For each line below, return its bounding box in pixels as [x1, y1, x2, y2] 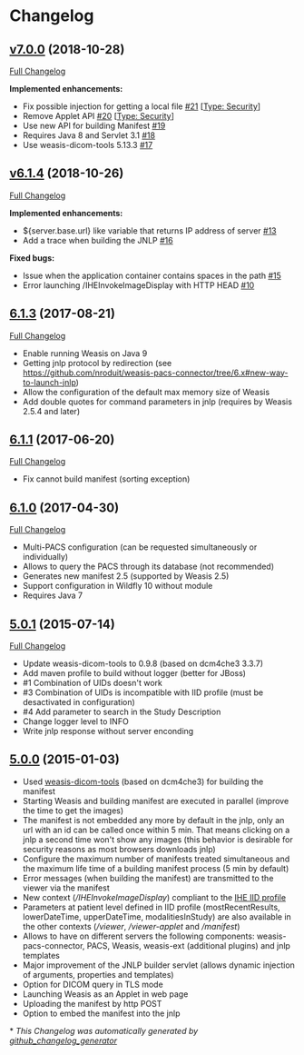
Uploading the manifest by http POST [22, 998, 162, 1009]
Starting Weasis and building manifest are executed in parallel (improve [22, 795, 289, 806]
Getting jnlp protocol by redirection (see [22, 357, 172, 368]
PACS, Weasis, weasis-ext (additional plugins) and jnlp [86, 940, 290, 950]
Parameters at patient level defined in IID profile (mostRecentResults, [22, 901, 280, 912]
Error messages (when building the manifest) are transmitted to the [22, 872, 274, 883]
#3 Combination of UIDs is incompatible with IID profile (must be [22, 687, 264, 698]
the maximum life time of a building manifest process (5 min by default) [22, 862, 289, 873]
